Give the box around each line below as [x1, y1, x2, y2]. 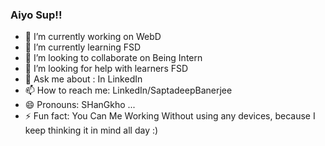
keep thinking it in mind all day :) [24, 124, 159, 137]
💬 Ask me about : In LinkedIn [24, 73, 143, 85]
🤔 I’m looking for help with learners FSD [24, 63, 189, 75]
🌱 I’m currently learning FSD [24, 41, 142, 53]
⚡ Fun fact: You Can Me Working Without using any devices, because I [24, 110, 316, 122]
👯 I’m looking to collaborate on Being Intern [24, 52, 203, 64]
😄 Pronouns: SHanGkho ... [24, 99, 136, 111]
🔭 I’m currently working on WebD [24, 31, 162, 43]
